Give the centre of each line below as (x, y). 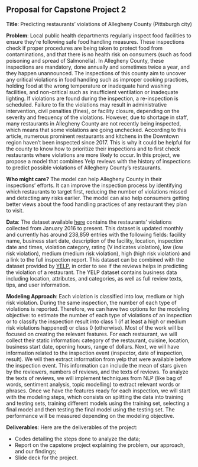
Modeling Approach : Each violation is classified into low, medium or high (95, 296)
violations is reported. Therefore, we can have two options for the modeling (98, 309)
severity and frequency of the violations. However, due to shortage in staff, (97, 117)
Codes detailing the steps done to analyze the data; (77, 439)
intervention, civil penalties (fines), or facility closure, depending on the (93, 111)
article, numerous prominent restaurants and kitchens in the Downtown (92, 136)
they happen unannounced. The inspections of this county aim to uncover (96, 73)
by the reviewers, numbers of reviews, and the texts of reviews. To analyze (98, 372)
